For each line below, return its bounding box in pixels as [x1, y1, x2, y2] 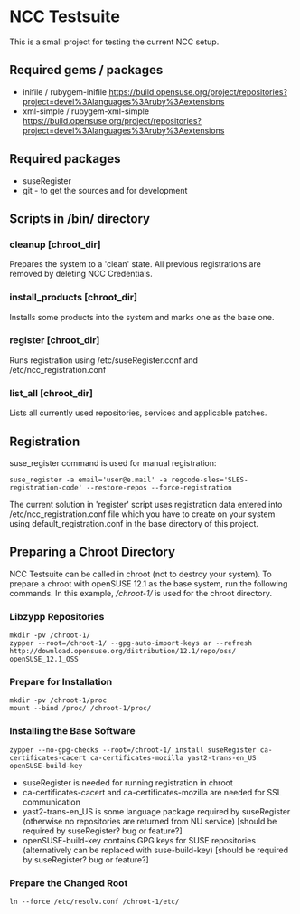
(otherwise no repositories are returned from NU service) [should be [22, 815, 277, 826]
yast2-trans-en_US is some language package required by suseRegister [22, 805, 291, 816]
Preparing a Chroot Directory [9, 545, 176, 560]
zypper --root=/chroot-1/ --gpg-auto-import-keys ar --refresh [9, 639, 253, 648]
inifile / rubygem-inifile [22, 86, 107, 97]
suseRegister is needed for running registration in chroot [22, 776, 233, 788]
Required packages [9, 151, 121, 167]
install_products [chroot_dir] [9, 291, 138, 304]
